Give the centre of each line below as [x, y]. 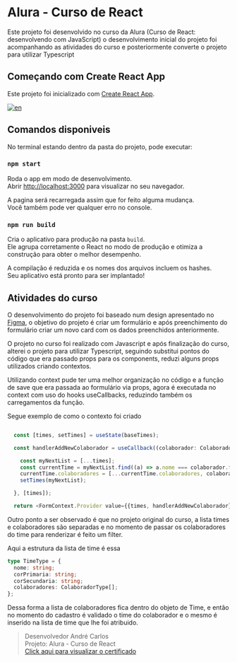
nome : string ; [34, 568]
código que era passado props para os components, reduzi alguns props [113, 359]
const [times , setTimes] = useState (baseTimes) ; [86, 435]
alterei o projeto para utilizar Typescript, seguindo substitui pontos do [108, 351]
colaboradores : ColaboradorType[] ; [66, 588]
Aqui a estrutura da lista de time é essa [64, 548]
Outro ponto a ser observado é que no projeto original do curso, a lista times [119, 519]
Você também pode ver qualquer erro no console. [80, 207]
